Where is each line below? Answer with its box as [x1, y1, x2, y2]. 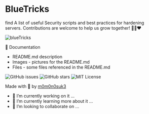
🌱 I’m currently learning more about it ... [12, 98, 93, 104]
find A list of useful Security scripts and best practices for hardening [5, 20, 145, 26]
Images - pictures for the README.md [12, 59, 90, 65]
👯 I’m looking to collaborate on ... [12, 103, 79, 109]
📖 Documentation [5, 44, 40, 50]
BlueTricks [5, 3, 49, 15]
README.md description [12, 53, 63, 60]
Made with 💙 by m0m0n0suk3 [5, 83, 67, 89]
